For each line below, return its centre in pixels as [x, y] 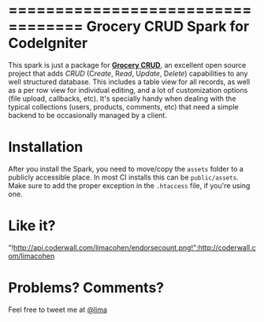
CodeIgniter [48, 43]
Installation [46, 147]
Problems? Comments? [86, 287]
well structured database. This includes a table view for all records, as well [129, 81]
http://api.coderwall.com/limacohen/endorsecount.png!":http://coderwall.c [134, 247]
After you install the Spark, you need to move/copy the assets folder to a [126, 168]
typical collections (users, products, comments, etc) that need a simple [123, 106]
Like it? [32, 226]
